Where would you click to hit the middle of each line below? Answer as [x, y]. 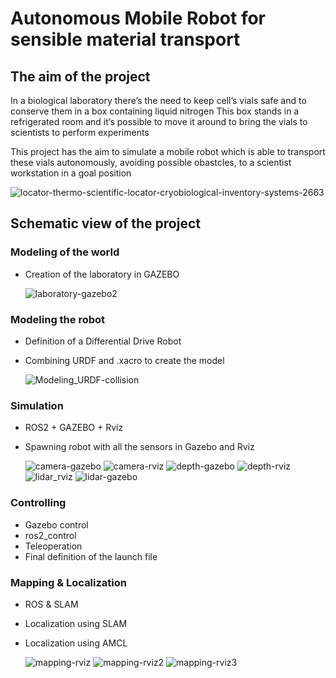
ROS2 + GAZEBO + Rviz [74, 428]
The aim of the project [80, 76]
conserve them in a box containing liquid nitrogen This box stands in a [155, 111]
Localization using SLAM [76, 623]
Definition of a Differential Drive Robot [103, 341]
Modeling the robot [58, 319]
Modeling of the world [65, 252]
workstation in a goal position [71, 173]
